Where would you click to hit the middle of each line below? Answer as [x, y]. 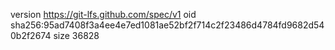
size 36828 [76, 35]
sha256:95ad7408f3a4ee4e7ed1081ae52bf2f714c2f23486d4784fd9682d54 [167, 25]
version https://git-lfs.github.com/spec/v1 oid [103, 14]
